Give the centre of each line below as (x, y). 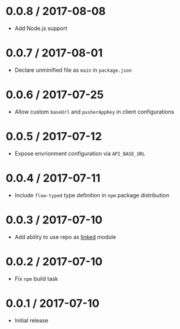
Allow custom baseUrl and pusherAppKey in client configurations (94, 112)
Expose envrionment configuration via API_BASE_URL (80, 153)
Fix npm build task (36, 278)
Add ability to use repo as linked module (65, 236)
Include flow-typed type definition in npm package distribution (92, 195)
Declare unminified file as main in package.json (73, 70)
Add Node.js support (41, 28)
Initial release (31, 320)
